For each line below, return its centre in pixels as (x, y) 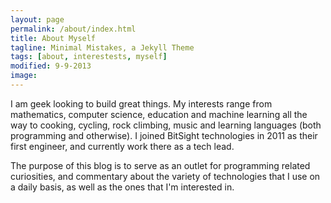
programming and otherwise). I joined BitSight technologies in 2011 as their (164, 135)
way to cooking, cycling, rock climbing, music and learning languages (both (166, 125)
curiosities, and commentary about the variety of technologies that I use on (165, 176)
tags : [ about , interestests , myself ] (89, 57)
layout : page (37, 19)
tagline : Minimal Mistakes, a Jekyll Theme (102, 47)
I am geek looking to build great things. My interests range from (141, 103)
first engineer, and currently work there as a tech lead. (122, 146)
